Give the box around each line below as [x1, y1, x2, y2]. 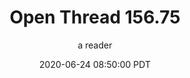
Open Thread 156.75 [9, 6, 181, 29]
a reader [77, 39, 113, 51]
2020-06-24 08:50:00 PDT [39, 58, 151, 70]
